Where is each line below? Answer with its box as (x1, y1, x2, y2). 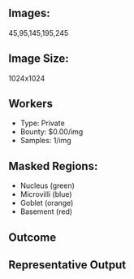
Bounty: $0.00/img (19, 127, 84, 137)
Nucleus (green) (19, 181, 76, 190)
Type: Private (19, 118, 65, 129)
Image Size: (8, 52, 69, 66)
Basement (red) (19, 207, 73, 216)
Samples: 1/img (19, 136, 71, 146)
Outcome (8, 230, 57, 244)
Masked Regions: (8, 159, 98, 173)
